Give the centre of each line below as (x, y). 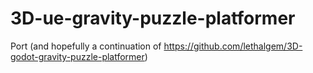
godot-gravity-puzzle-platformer (77, 56)
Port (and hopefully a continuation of (86, 46)
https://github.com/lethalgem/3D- (233, 46)
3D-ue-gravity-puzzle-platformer (153, 18)
